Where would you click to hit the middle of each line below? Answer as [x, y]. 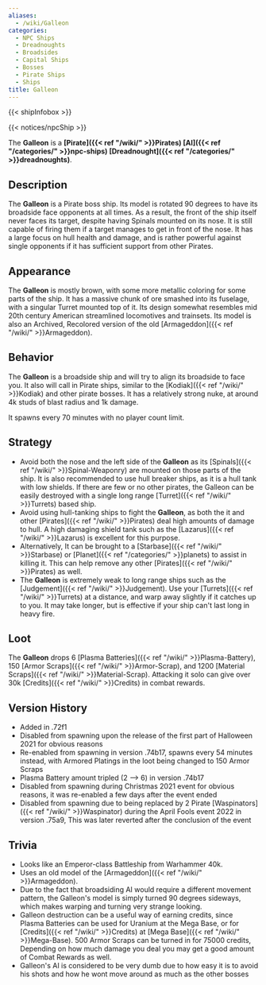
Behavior [31, 357]
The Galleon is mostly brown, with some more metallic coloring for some [127, 290]
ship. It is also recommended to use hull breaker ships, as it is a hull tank [138, 479]
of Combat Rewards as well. [66, 957]
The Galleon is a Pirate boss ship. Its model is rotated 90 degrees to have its [133, 204]
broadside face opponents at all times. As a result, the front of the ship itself [133, 212]
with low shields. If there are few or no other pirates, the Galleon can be [137, 487]
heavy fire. [37, 614]
